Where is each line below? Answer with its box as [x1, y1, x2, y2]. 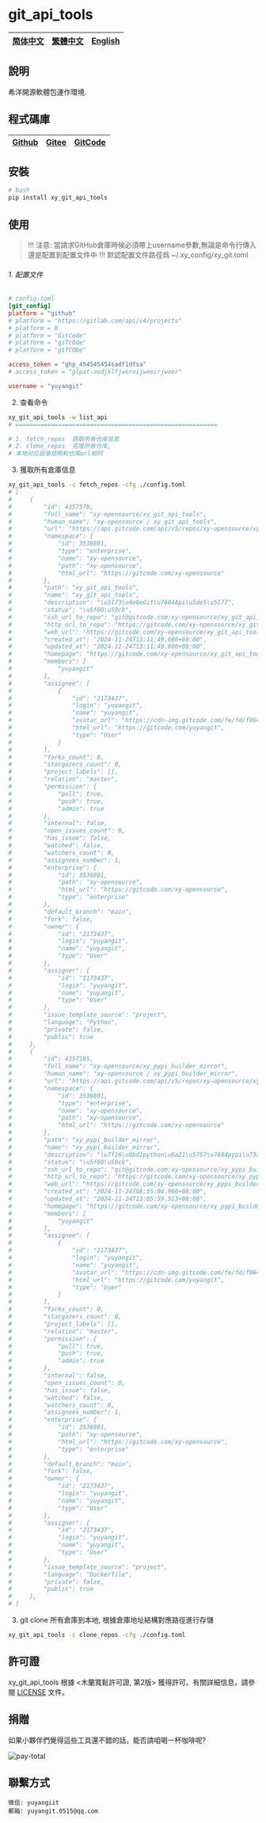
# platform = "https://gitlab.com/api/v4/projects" [8, 317, 182, 325]
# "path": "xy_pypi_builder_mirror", [8, 1136, 161, 1144]
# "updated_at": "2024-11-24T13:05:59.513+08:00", [8, 1195, 207, 1203]
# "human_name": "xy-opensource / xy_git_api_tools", [8, 517, 218, 526]
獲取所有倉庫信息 [19, 465, 76, 474]
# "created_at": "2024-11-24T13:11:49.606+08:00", [8, 635, 207, 643]
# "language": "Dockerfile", [8, 1570, 133, 1578]
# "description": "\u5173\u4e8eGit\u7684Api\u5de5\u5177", [8, 599, 236, 607]
